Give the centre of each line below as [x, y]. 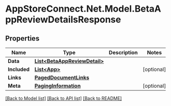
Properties [22, 38]
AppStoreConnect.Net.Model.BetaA [83, 9]
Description [123, 52]
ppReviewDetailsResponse [63, 20]
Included [19, 69]
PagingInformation [58, 86]
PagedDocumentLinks [62, 78]
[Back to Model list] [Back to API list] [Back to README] [64, 98]
